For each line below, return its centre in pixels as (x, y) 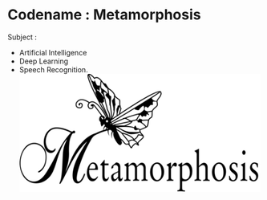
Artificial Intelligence (53, 52)
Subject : (22, 37)
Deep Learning (44, 61)
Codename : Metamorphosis (104, 15)
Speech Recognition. (54, 69)
